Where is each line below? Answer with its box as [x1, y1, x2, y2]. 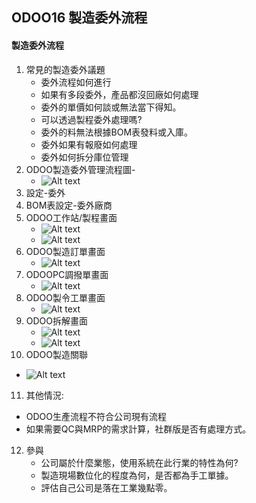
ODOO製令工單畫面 [25, 291, 106, 303]
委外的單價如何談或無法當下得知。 [40, 101, 182, 113]
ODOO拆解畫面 [25, 314, 89, 327]
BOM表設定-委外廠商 [25, 199, 113, 211]
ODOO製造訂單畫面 [25, 245, 106, 257]
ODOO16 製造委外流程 [11, 9, 148, 27]
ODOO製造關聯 [25, 348, 89, 360]
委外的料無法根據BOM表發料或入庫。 [40, 126, 194, 138]
